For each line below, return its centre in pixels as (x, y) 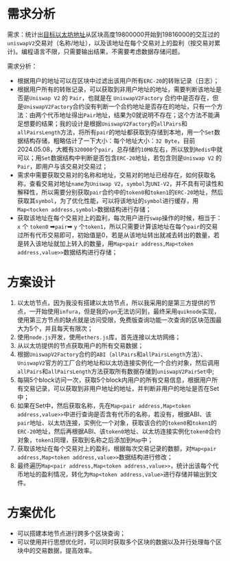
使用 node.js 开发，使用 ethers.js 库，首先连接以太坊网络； (99, 337)
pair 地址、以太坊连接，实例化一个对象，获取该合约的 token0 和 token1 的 (117, 422)
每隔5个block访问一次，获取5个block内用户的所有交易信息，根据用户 (114, 380)
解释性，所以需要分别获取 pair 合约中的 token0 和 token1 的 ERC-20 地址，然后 (120, 192)
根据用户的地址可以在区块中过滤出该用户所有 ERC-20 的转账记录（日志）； (118, 80)
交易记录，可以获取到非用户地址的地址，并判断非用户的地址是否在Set (121, 388)
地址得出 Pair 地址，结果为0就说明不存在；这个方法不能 (137, 115)
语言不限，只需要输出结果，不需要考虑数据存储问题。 (108, 51)
